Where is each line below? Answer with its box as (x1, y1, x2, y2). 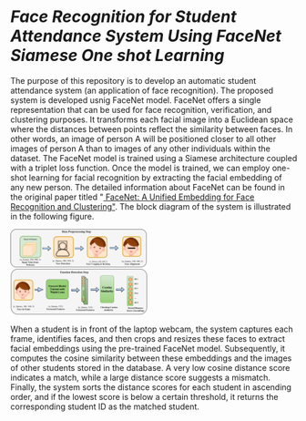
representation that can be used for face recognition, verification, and (10, 104, 272, 115)
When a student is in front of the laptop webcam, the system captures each (10, 323, 294, 334)
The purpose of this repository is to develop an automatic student (10, 75, 257, 86)
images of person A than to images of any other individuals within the (10, 143, 271, 154)
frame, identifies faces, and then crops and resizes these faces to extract (10, 333, 285, 344)
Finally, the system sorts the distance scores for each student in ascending (10, 381, 292, 393)
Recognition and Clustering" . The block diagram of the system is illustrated (10, 200, 291, 211)
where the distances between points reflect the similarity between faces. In (10, 123, 293, 134)
